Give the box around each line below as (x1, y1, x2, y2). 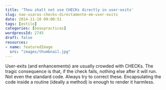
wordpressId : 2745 (5, 30, 44, 35)
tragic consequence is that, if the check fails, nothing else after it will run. (5, 68, 157, 74)
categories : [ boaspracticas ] (5, 26, 66, 31)
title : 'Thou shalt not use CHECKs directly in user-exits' (5, 7, 134, 12)
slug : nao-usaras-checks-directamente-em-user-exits (5, 12, 118, 17)
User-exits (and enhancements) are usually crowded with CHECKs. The (5, 63, 153, 69)
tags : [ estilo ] (5, 21, 37, 26)
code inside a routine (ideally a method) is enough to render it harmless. (5, 78, 154, 85)
